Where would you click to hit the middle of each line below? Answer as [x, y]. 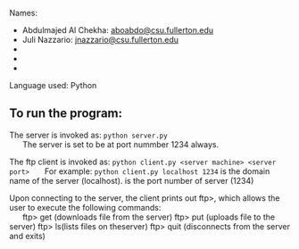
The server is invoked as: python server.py [88, 135]
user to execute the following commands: [85, 207]
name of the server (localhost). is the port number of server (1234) [132, 180]
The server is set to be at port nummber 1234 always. [120, 144]
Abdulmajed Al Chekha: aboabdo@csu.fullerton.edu [118, 30]
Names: [24, 13]
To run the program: [66, 114]
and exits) [28, 236]
